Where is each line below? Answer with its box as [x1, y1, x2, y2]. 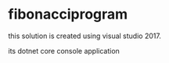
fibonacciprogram [8, 5, 128, 23]
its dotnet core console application [8, 46, 120, 55]
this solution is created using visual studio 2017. [8, 31, 162, 40]
